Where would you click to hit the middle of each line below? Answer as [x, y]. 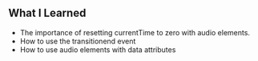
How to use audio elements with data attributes [98, 49]
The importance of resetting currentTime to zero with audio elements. [135, 32]
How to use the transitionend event [78, 41]
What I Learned [47, 13]
